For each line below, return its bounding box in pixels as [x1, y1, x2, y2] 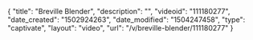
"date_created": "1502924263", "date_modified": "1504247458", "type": [7, 15, 246, 24]
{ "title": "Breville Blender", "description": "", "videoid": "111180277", [7, 7, 231, 16]
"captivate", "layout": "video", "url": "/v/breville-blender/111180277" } [7, 24, 234, 32]
